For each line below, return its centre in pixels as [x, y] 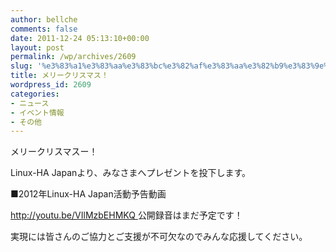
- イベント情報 [37, 112]
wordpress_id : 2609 [51, 85]
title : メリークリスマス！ [59, 76]
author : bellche [44, 19]
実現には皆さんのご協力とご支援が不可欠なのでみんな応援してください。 [159, 237]
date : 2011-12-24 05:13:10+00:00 [80, 38]
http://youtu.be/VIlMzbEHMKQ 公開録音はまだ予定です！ [126, 215]
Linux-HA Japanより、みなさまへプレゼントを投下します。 [131, 173]
